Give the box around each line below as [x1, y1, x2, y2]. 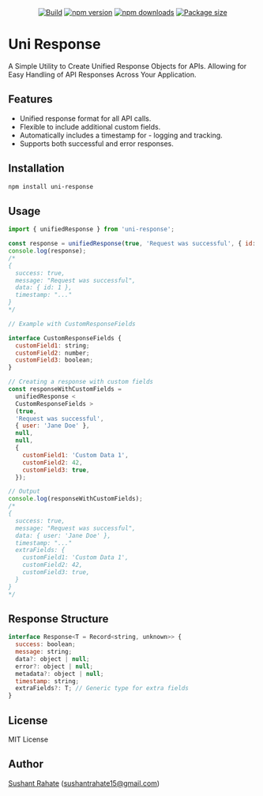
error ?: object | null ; [15, 663, 93, 670]
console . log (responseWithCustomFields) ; [8, 495, 144, 503]
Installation [8, 162, 65, 175]
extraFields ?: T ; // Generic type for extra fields [15, 685, 190, 693]
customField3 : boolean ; [15, 356, 93, 364]
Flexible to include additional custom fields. [19, 122, 161, 131]
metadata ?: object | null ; [15, 670, 104, 678]
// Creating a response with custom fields [8, 378, 154, 386]
